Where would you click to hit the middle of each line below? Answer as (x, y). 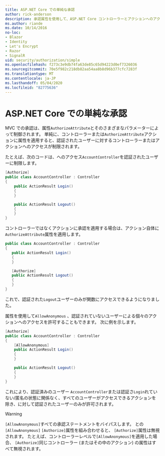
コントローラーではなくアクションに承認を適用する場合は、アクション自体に (82, 228)
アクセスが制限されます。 (56, 146)
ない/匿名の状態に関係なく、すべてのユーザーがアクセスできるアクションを (81, 398)
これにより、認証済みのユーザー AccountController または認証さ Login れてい (81, 391)
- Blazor (14, 37)
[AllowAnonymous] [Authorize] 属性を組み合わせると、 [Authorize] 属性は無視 (82, 430)
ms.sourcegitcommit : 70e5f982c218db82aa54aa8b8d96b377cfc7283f (71, 70)
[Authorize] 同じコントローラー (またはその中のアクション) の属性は (83, 442)
